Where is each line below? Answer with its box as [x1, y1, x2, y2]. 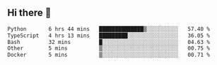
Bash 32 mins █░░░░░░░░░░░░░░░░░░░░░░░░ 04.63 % [7, 38, 211, 45]
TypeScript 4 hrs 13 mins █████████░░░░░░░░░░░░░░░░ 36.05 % [7, 32, 211, 39]
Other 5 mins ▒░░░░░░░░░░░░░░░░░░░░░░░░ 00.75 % [7, 45, 211, 52]
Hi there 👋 [7, 7, 52, 19]
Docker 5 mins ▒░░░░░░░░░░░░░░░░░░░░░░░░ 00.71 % [7, 52, 211, 59]
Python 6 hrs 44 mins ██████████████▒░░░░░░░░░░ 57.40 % [7, 25, 211, 32]
